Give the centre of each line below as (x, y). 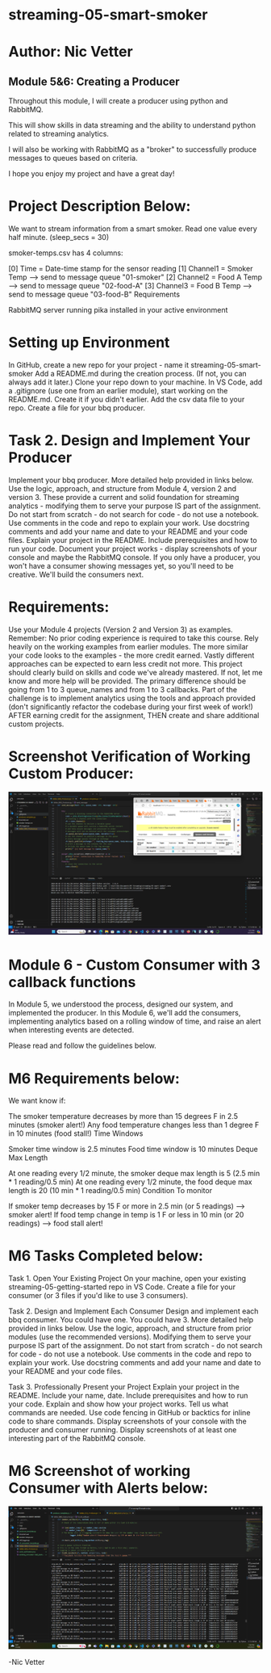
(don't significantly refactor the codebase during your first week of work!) (131, 706)
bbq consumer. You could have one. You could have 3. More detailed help (131, 1320)
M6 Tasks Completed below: (106, 1256)
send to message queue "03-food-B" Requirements (94, 294)
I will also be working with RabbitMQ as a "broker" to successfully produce (133, 149)
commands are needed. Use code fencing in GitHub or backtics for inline (129, 1413)
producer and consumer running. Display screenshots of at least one (123, 1430)
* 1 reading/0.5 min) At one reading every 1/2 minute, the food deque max (130, 1182)
